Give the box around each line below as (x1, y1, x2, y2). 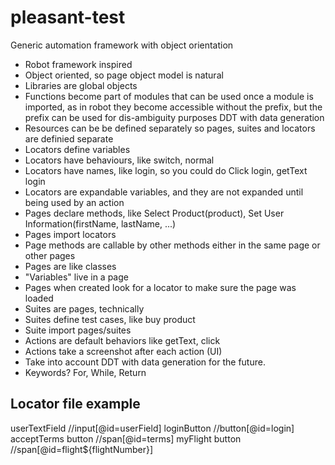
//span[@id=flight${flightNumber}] (10, 443, 154, 455)
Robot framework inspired (24, 58, 133, 70)
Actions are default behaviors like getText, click (24, 334, 221, 346)
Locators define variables (24, 143, 131, 155)
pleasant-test (10, 6, 126, 29)
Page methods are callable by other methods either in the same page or (24, 239, 321, 251)
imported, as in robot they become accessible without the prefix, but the (24, 101, 323, 113)
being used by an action (24, 196, 125, 208)
